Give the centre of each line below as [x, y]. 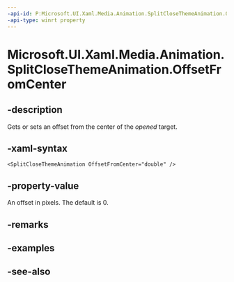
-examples [31, 248]
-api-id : [20, 14]
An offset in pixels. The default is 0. [58, 203]
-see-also [29, 272]
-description [35, 110]
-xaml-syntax [38, 148]
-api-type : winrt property [46, 20]
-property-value [43, 186]
